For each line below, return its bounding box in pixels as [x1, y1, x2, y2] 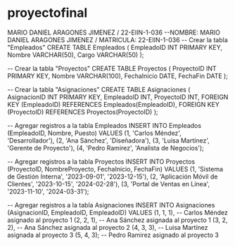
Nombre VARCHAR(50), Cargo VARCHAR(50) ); [7, 51, 144, 59]
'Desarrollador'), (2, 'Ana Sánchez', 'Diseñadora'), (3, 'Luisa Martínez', [7, 136, 210, 145]
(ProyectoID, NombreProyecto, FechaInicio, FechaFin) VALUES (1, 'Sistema [7, 164, 224, 173]
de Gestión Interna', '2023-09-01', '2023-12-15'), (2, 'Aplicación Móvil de [7, 172, 218, 181]
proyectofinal [7, 5, 88, 21]
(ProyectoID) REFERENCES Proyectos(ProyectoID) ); [7, 108, 158, 116]
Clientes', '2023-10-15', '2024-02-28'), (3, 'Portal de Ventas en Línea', [7, 179, 210, 188]
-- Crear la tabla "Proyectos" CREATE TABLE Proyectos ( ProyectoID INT [7, 64, 217, 72]
